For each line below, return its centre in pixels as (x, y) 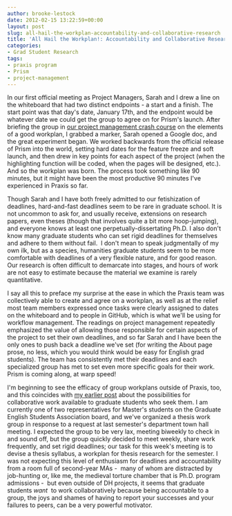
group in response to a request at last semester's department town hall (108, 424)
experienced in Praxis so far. (48, 186)
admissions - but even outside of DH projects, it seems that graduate (106, 483)
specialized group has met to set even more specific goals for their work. (111, 367)
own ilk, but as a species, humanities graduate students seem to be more (111, 250)
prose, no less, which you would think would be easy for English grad (106, 352)
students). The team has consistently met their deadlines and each (102, 360)
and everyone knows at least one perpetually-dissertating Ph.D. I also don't (114, 228)
